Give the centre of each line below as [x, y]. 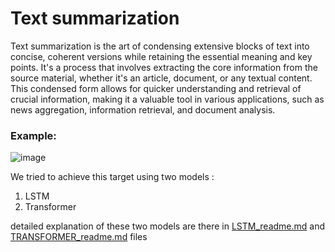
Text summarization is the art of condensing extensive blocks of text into [160, 46]
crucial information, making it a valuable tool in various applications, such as [167, 99]
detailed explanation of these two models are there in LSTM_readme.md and [168, 226]
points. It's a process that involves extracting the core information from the [164, 67]
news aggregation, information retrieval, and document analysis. [143, 109]
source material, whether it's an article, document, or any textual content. [161, 78]
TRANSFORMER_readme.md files [79, 237]
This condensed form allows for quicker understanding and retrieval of [156, 88]
